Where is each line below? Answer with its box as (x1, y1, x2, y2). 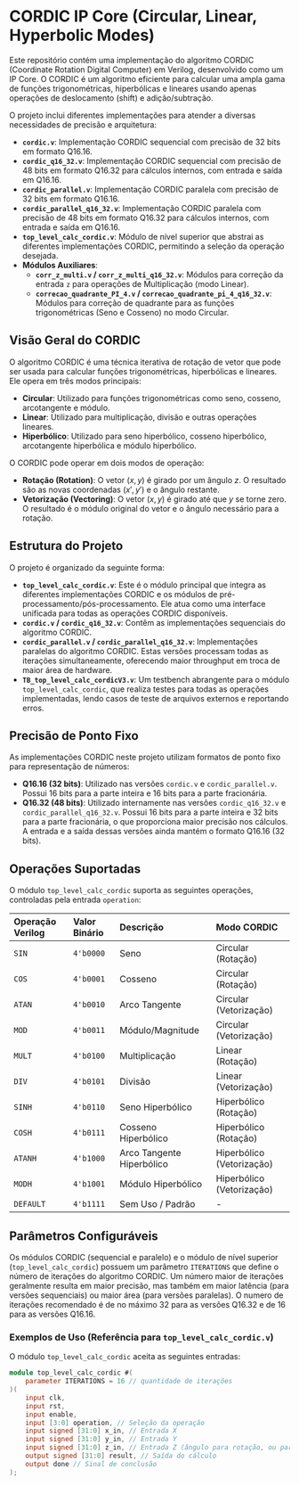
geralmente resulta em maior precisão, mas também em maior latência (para (9, 1281, 289, 1291)
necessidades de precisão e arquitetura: (9, 119, 158, 130)
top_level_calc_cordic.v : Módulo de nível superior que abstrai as (21, 231, 264, 242)
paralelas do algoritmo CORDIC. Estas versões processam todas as (21, 645, 269, 656)
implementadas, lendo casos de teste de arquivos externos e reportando (21, 693, 289, 703)
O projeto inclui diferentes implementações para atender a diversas (9, 110, 256, 120)
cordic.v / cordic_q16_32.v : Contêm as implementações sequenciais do (21, 617, 287, 628)
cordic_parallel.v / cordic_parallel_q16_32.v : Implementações (21, 636, 258, 647)
